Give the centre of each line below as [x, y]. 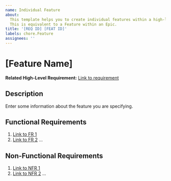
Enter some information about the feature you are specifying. [69, 106]
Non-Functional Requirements [54, 156]
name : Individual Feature [33, 10]
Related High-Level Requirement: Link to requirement [62, 77]
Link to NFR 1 [26, 168]
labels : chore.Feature [29, 34]
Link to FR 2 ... [28, 140]
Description [24, 94]
